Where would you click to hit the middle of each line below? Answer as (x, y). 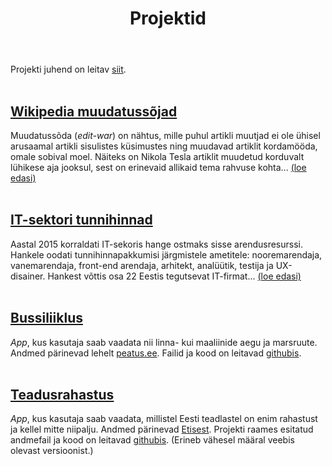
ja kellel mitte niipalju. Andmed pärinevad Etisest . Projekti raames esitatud (162, 429)
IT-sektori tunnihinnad (81, 220)
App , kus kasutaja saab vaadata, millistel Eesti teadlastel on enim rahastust (164, 419)
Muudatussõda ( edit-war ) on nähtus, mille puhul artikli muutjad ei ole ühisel (165, 135)
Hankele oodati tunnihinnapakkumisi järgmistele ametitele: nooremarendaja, (166, 254)
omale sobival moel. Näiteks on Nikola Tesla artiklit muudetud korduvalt (157, 156)
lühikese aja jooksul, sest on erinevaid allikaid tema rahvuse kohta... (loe (158, 167)
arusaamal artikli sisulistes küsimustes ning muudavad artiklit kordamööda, (164, 146)
